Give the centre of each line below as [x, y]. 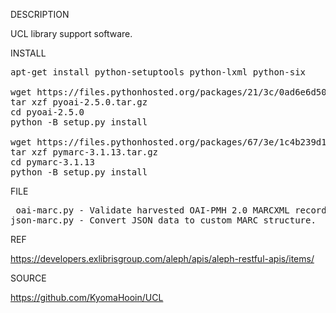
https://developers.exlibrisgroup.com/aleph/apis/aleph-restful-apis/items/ [162, 258]
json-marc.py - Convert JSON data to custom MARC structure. [163, 220]
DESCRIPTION [40, 14]
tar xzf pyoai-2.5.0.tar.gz [79, 102]
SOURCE [28, 278]
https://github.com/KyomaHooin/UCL [87, 297]
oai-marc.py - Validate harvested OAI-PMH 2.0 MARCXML [152, 210]
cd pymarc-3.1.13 [52, 162]
